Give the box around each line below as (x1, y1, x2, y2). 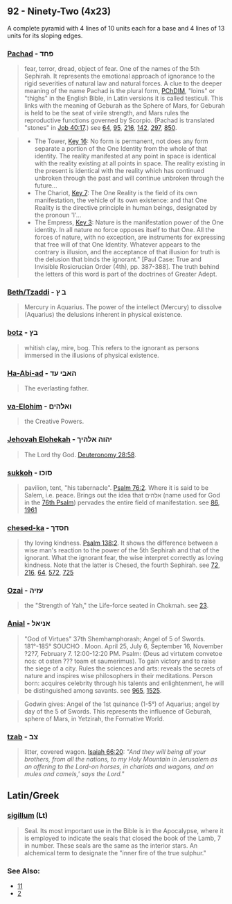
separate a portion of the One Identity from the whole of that (34, 145, 208, 153)
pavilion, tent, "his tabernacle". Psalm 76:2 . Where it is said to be (24, 483, 209, 492)
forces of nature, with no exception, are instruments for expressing (34, 233, 226, 242)
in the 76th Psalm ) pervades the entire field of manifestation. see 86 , (24, 498, 220, 507)
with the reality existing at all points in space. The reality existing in (34, 159, 226, 167)
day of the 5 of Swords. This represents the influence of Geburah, (24, 707, 213, 715)
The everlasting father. (24, 384, 89, 392)
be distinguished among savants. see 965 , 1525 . (24, 686, 162, 694)
